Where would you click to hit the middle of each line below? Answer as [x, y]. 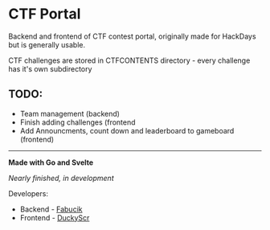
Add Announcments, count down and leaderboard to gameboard [127, 130]
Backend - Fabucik [51, 209]
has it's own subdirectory [50, 68]
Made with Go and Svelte [51, 162]
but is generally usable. [47, 44]
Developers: [28, 193]
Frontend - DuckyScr [55, 217]
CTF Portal [45, 14]
